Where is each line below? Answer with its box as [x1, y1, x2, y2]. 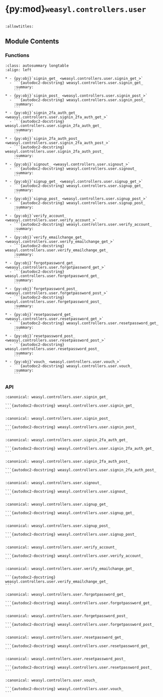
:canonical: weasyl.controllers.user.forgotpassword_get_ [5, 592, 126, 597]
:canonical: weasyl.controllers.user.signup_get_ [5, 502, 109, 507]
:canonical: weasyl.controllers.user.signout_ [5, 480, 102, 485]
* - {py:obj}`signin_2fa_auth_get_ [5, 110, 78, 115]
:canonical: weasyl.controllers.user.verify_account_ [5, 544, 117, 550]
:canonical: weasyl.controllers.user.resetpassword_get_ [5, 635, 124, 640]
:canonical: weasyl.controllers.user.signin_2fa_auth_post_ [5, 459, 131, 464]
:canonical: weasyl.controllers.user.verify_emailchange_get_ [5, 566, 135, 571]
